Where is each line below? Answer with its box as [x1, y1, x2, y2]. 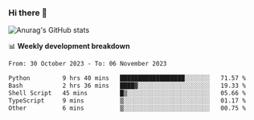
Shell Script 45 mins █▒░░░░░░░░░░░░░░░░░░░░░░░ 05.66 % [8, 89, 247, 97]
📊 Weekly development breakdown [8, 42, 130, 51]
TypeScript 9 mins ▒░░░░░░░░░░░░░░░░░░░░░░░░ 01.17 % [8, 96, 247, 105]
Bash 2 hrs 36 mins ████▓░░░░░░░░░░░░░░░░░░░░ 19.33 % [8, 82, 247, 90]
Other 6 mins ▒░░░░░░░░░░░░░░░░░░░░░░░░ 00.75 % [8, 104, 247, 112]
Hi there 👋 [8, 7, 48, 18]
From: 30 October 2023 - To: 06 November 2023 [8, 60, 167, 68]
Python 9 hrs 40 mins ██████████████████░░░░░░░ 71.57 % [8, 74, 247, 82]
